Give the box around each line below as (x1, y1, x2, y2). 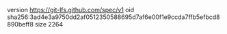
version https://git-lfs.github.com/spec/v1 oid (7, 6, 135, 14)
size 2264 (35, 20, 64, 28)
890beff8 (7, 20, 34, 28)
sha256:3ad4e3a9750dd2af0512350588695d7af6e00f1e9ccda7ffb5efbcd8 (7, 13, 220, 21)
